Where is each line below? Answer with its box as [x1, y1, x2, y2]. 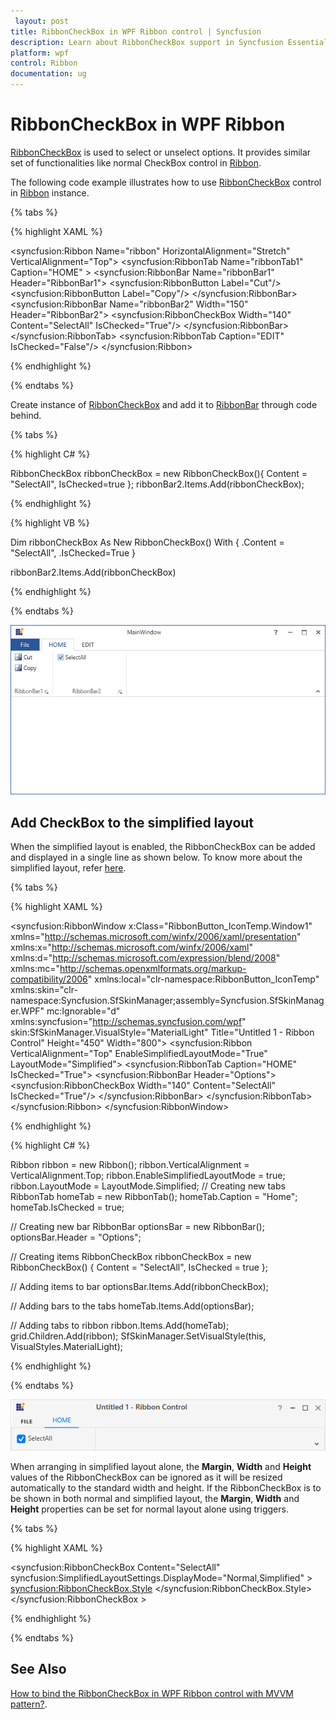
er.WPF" [10, 1005, 45, 1017]
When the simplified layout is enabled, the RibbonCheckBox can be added [10, 841, 316, 853]
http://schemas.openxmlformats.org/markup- [59, 963, 247, 975]
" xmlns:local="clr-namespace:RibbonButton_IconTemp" [87, 973, 320, 985]
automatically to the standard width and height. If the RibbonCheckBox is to [10, 1481, 322, 1494]
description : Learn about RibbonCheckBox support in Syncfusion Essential [10, 37, 329, 47]
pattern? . [10, 1698, 48, 1710]
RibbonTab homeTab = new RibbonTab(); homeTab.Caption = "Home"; [10, 1191, 298, 1203]
